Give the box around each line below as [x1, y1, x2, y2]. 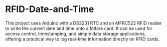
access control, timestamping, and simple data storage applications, [5, 30, 146, 36]
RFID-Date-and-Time [5, 3, 94, 15]
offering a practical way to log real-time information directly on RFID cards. [5, 36, 160, 42]
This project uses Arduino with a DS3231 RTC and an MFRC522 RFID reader [5, 20, 162, 26]
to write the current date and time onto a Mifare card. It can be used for [5, 25, 153, 31]
